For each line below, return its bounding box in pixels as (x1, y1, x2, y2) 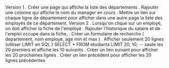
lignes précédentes (5, 57, 46, 63)
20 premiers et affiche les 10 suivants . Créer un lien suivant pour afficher (5, 47, 158, 52)
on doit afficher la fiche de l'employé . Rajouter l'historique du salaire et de (5, 25, 160, 31)
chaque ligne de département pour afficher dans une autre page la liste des (5, 15, 163, 20)
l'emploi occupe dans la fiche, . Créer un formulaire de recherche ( (5, 31, 144, 36)
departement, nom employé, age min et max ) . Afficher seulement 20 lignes (5, 36, 164, 42)
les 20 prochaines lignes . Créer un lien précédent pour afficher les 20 (5, 52, 152, 58)
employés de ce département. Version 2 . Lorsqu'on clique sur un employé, (5, 20, 162, 26)
